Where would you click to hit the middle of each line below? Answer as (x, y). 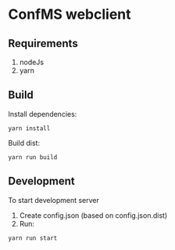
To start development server (54, 200)
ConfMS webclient (70, 14)
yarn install (29, 128)
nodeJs (32, 62)
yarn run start (33, 238)
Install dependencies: (43, 114)
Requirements (43, 43)
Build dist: (24, 143)
